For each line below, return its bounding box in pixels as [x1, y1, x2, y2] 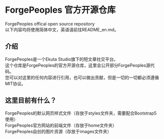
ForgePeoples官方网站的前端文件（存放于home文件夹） [5, 122, 117, 128]
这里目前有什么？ [5, 96, 57, 105]
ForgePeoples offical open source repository [5, 20, 95, 27]
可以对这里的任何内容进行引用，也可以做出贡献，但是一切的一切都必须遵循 [9, 74, 159, 80]
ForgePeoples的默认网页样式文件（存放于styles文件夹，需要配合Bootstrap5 [5, 110, 157, 116]
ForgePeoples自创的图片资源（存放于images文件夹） [5, 128, 112, 134]
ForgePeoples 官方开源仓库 [5, 4, 116, 16]
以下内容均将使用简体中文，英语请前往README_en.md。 [5, 26, 119, 32]
